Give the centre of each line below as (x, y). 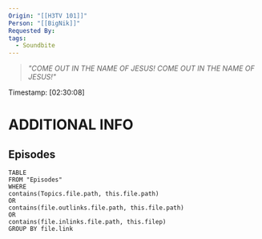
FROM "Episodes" (35, 180)
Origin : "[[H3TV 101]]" (48, 16)
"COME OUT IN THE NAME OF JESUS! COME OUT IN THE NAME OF (141, 68)
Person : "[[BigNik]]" (44, 23)
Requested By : (32, 30)
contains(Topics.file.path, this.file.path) (84, 194)
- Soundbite (36, 46)
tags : (17, 38)
